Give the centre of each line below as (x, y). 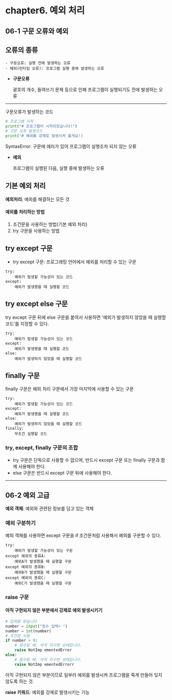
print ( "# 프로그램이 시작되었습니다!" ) (41, 126)
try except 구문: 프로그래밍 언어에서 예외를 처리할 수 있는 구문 (74, 262)
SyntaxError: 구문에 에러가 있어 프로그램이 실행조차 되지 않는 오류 (71, 146)
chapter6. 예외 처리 (45, 11)
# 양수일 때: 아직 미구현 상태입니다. (48, 645)
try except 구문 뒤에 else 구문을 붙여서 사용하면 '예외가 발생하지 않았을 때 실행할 (86, 317)
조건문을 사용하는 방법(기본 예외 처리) (50, 224)
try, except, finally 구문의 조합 (42, 448)
